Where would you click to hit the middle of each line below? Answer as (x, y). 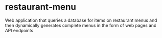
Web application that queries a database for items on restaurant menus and (81, 20)
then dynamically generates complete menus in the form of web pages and (81, 25)
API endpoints (19, 30)
